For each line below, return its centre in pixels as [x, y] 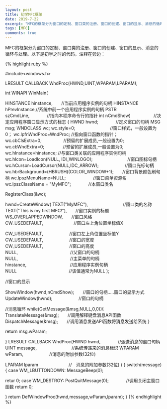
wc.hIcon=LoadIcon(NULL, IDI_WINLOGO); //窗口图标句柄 [81, 159]
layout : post [19, 10]
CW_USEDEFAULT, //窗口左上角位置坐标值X [64, 223]
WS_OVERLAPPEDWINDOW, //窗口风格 [49, 217]
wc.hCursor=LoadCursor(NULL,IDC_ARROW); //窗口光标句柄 [80, 165]
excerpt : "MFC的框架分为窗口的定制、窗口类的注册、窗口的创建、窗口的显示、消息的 [81, 24]
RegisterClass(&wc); [26, 194]
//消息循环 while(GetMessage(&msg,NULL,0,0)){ [55, 309]
